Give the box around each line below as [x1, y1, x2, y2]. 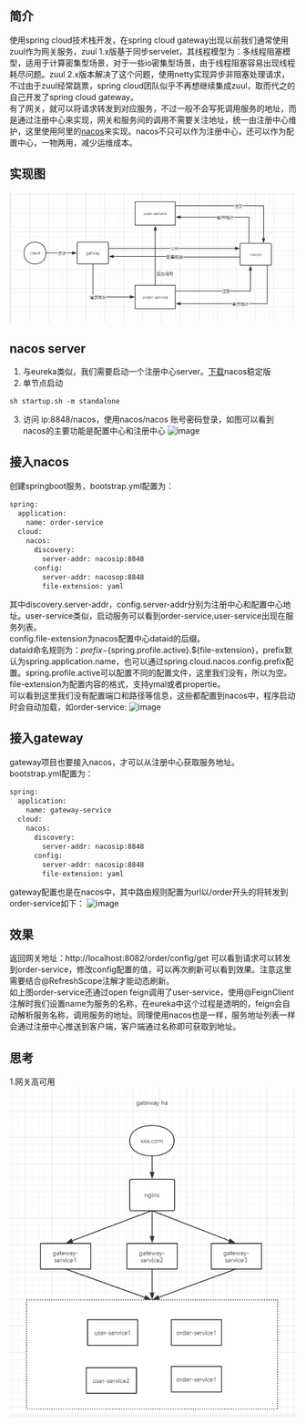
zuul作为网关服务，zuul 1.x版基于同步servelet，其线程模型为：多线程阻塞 [9, 46, 283, 56]
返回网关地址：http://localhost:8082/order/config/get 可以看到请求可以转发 [9, 953, 291, 964]
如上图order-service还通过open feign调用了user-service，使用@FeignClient [9, 987, 294, 998]
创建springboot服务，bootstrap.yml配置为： [9, 480, 175, 491]
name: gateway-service [25, 805, 112, 814]
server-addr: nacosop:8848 [42, 572, 145, 581]
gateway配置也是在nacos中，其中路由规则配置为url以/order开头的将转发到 [9, 886, 289, 897]
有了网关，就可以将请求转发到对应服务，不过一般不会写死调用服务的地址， [9, 103, 289, 114]
